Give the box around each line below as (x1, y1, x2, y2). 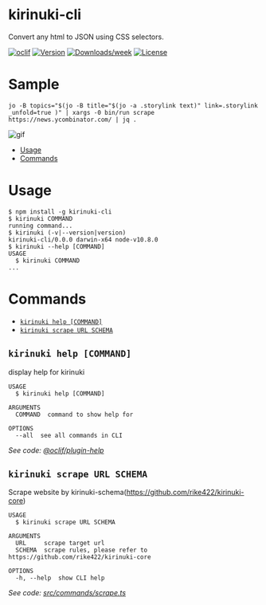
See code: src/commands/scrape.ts (8, 588, 126, 598)
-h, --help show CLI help (15, 574, 105, 583)
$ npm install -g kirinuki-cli (8, 207, 112, 216)
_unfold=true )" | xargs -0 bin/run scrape (8, 108, 155, 116)
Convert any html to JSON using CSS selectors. (8, 32, 165, 41)
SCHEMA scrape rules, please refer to (15, 546, 148, 555)
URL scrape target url (15, 540, 105, 548)
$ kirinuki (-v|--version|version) (8, 229, 127, 237)
